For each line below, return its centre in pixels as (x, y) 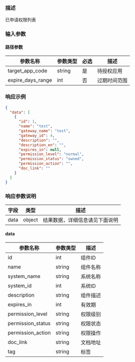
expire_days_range (30, 80)
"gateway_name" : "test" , (44, 131)
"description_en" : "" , (42, 145)
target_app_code (28, 71)
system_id (20, 286)
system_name (24, 276)
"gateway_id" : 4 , (37, 136)
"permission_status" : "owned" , (51, 159)
